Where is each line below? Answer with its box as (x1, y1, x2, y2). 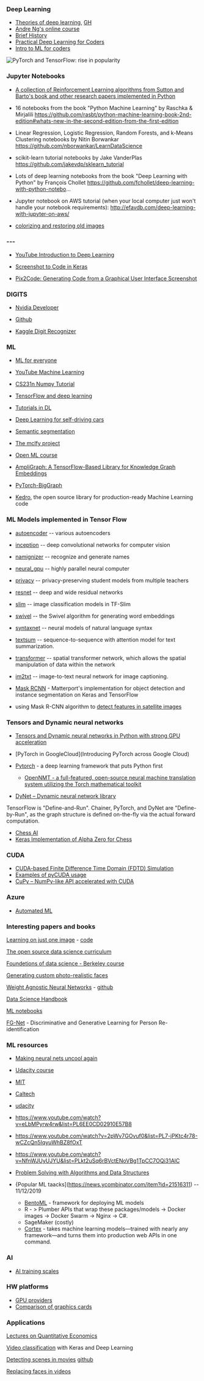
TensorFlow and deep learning (15, 392, 93, 399)
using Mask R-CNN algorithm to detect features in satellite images (15, 703, 182, 710)
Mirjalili (15, 111, 34, 118)
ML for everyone (15, 357, 57, 364)
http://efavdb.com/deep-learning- (110, 204, 196, 211)
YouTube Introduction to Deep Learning (15, 251, 115, 258)
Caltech (15, 1090, 35, 1098)
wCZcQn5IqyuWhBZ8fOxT (15, 1139, 82, 1146)
